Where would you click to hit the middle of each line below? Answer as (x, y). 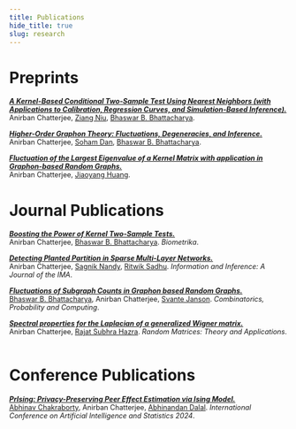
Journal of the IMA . (41, 275)
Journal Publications (87, 210)
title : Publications (47, 17)
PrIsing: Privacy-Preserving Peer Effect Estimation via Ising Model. (122, 399)
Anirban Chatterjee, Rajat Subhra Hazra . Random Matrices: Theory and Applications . (148, 332)
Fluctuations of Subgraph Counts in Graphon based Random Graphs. (126, 291)
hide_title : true (41, 26)
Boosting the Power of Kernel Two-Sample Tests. (92, 234)
